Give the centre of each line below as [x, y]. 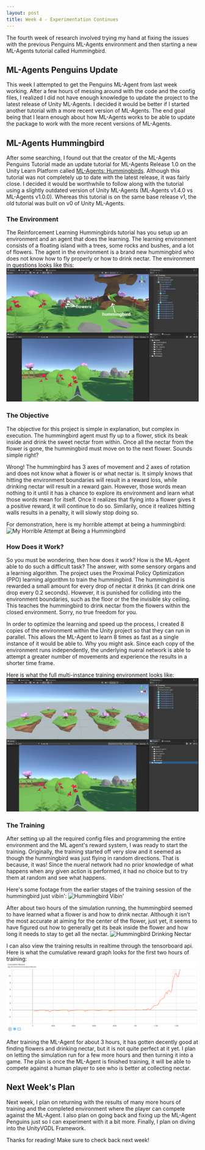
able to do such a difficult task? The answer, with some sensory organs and [101, 566]
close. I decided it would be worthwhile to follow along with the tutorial [95, 184]
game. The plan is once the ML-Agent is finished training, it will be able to [99, 1061]
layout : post [23, 13]
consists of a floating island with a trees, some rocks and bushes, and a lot [100, 246]
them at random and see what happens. [56, 878]
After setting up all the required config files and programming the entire [96, 839]
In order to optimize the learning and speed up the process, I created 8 [95, 624]
